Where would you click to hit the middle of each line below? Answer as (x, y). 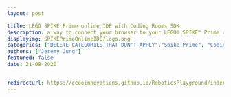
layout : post (26, 13)
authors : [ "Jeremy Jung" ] (44, 52)
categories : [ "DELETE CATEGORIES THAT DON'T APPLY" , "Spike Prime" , (106, 45)
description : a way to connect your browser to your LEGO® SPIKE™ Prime (113, 32)
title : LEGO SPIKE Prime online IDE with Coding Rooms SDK (93, 26)
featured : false (30, 58)
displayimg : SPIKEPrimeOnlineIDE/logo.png (69, 39)
